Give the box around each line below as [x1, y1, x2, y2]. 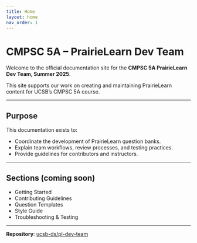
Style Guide [14, 207, 43, 214]
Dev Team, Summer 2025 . [6, 71, 71, 78]
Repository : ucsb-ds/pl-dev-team [6, 230, 89, 237]
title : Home [6, 8, 35, 15]
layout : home [6, 14, 38, 20]
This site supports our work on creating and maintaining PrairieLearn [6, 82, 172, 89]
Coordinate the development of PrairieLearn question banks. [14, 138, 161, 145]
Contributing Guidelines [14, 195, 72, 202]
